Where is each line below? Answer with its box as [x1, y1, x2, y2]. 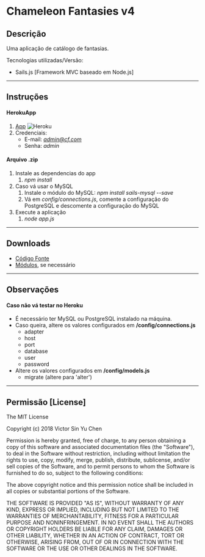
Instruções [6, 92, 49, 102]
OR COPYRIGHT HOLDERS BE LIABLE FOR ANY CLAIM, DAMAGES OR [6, 525, 183, 533]
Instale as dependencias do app [15, 169, 96, 177]
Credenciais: [15, 129, 48, 136]
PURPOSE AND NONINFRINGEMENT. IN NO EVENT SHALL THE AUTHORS [6, 519, 194, 526]
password [24, 360, 50, 368]
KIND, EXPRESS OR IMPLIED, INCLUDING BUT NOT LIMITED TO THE [6, 506, 179, 514]
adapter [24, 328, 45, 335]
